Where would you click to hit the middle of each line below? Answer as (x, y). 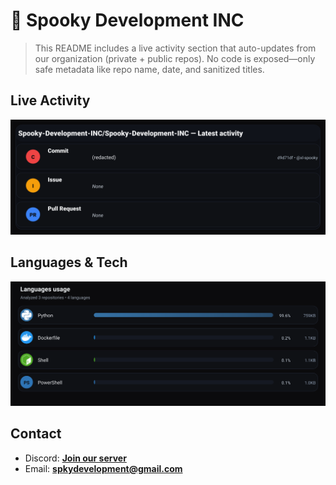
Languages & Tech (69, 262)
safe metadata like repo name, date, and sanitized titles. (149, 69)
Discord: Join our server (75, 458)
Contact (36, 434)
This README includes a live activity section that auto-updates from (175, 48)
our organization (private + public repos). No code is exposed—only (175, 58)
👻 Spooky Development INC (127, 20)
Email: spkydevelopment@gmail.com (103, 468)
